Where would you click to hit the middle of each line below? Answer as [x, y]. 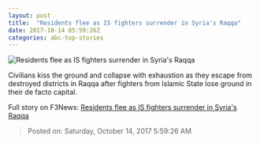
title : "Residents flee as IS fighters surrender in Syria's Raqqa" [125, 23]
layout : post [30, 15]
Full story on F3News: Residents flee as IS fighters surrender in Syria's [123, 107]
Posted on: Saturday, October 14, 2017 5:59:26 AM [109, 131]
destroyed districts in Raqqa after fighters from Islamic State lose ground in [130, 84]
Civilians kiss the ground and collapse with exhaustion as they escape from [130, 75]
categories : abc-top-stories [56, 38]
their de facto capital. [43, 92]
